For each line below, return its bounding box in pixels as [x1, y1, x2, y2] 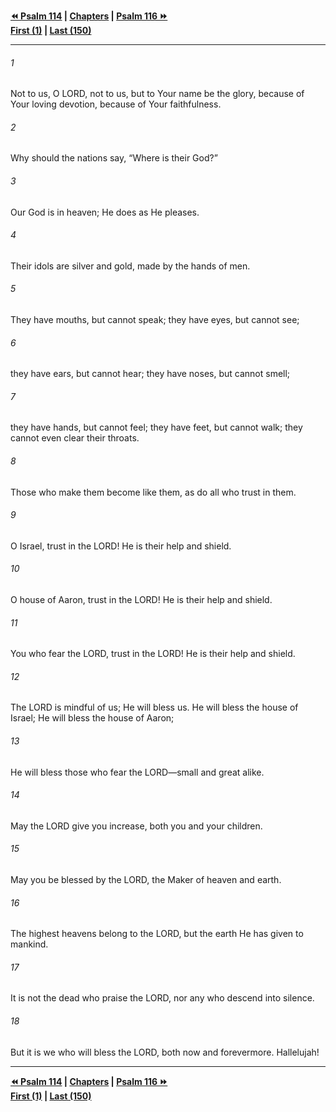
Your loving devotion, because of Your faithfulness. [10, 98, 222, 110]
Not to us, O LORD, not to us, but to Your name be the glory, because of [10, 88, 305, 100]
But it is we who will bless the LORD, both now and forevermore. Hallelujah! [10, 1046, 320, 1058]
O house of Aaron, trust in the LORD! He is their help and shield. [10, 594, 273, 606]
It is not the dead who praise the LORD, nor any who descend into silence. [10, 992, 315, 1004]
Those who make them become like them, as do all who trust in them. [10, 486, 297, 498]
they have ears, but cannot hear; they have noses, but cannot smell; [10, 368, 291, 380]
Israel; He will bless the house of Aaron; [10, 712, 175, 724]
